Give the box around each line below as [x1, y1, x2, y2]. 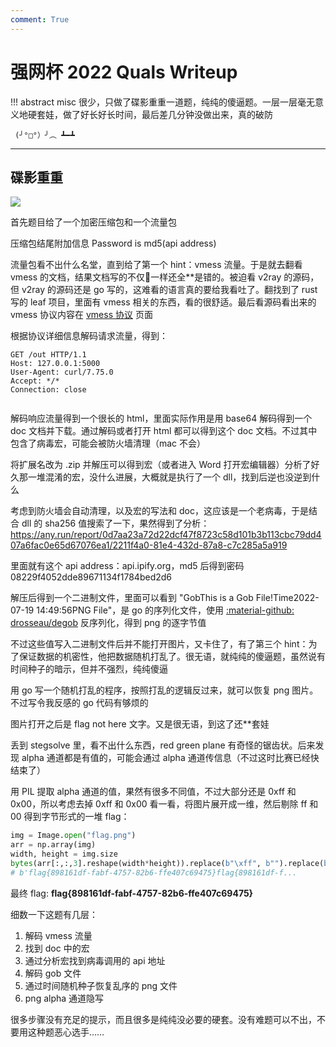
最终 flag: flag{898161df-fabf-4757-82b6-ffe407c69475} [10, 887, 254, 899]
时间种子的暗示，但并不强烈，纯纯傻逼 [10, 663, 168, 675]
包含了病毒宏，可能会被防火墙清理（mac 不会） [10, 437, 207, 450]
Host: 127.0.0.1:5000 [10, 359, 101, 369]
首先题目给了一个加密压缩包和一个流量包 [10, 216, 177, 228]
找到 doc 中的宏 [24, 942, 90, 954]
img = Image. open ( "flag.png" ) [10, 831, 137, 841]
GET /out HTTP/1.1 [10, 350, 87, 360]
